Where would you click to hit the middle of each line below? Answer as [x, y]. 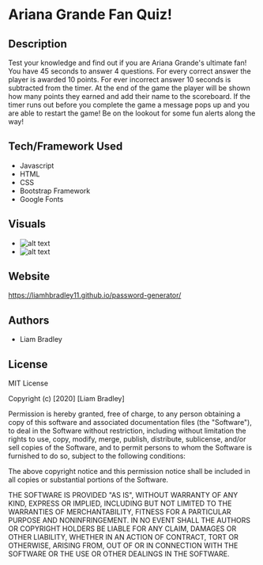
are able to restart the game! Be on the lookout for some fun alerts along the [132, 113]
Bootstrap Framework [55, 191]
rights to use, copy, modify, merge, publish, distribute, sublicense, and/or [127, 439]
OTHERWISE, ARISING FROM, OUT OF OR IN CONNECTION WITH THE [123, 546]
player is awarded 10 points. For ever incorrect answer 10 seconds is [120, 80]
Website [29, 277]
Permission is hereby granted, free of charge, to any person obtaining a [124, 414]
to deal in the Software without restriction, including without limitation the [127, 431]
